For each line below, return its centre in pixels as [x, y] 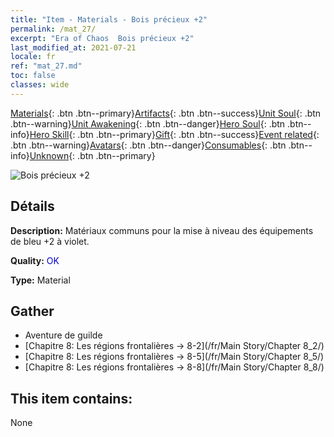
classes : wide [40, 85]
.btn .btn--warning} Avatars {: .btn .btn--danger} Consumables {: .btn [148, 145]
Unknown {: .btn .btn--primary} [92, 155]
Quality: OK [35, 260]
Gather [32, 311]
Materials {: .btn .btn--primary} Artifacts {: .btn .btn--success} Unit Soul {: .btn [166, 113]
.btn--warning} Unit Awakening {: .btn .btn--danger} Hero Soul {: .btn [148, 123]
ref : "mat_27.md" [46, 66]
